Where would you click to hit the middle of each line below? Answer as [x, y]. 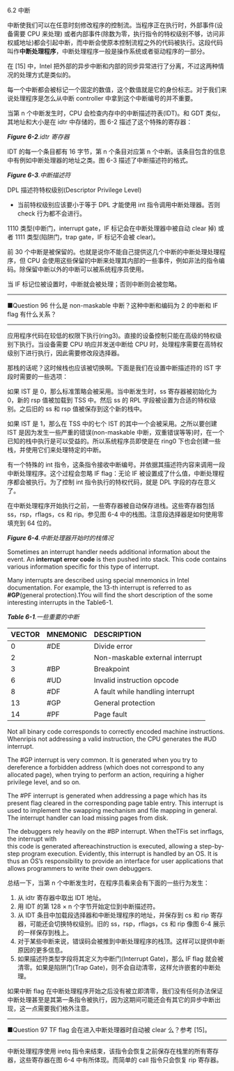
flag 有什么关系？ [32, 314]
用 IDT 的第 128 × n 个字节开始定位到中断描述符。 [88, 906]
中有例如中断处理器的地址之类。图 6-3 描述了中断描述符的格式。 [100, 160]
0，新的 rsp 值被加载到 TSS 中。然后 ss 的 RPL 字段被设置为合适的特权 [109, 400]
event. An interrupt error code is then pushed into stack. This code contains [117, 559]
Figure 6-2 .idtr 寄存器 [38, 137]
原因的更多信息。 [42, 950]
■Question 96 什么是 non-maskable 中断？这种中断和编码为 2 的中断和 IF [113, 305]
